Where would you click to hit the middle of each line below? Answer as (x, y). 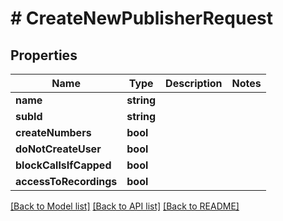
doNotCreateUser (58, 149)
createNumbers (53, 132)
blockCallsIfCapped (63, 165)
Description (194, 83)
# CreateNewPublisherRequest (141, 18)
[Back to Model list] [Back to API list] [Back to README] (125, 206)
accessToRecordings (66, 181)
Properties (44, 55)
